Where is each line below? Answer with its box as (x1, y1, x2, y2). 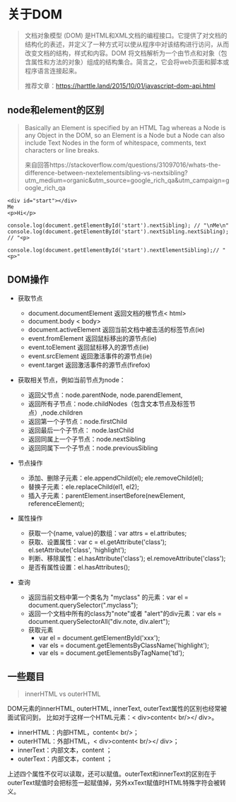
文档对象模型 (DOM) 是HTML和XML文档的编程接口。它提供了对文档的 (24, 31, 228, 40)
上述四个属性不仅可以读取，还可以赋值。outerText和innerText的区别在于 (7, 769, 217, 778)
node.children (42, 408, 83, 417)
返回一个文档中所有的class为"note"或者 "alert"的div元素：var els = (28, 609, 223, 618)
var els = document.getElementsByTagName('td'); (38, 648, 185, 657)
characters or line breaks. (24, 146, 100, 154)
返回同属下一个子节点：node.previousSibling (28, 443, 158, 452)
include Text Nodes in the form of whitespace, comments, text (24, 138, 206, 147)
